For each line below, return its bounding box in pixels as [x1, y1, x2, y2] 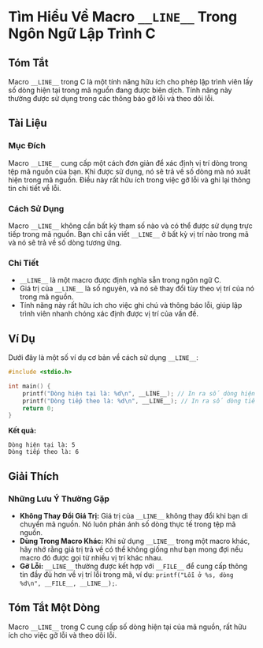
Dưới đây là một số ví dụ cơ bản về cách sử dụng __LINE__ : [8, 353, 199, 362]
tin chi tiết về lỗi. [8, 183, 61, 193]
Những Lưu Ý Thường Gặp [8, 493, 110, 504]
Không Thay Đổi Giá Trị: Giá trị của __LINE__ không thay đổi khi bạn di [19, 511, 248, 521]
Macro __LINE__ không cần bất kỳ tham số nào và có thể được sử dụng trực [8, 221, 254, 230]
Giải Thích [8, 470, 59, 483]
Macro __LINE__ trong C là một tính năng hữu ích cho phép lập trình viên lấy [8, 77, 254, 86]
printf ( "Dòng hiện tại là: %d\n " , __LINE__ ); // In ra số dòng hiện [22, 389, 256, 398]
